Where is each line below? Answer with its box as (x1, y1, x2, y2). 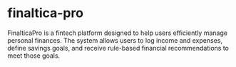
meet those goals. (7, 51, 61, 60)
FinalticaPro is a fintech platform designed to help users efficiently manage (7, 29, 228, 37)
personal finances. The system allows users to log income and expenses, (7, 36, 223, 44)
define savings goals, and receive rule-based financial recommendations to (7, 43, 230, 52)
